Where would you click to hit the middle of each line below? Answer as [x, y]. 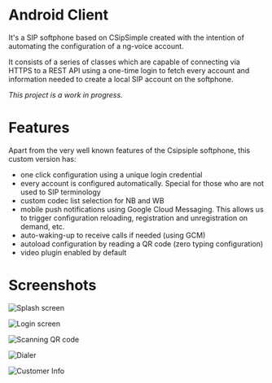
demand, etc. [42, 226]
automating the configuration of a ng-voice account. [97, 46]
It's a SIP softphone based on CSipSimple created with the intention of [126, 37]
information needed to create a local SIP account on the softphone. [121, 79]
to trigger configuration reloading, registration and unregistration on [134, 218]
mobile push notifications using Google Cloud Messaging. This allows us [142, 209]
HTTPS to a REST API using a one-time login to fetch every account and [129, 70]
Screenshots [53, 285]
